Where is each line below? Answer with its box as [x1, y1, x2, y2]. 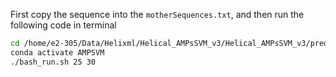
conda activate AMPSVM [10, 47, 105, 58]
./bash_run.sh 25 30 [10, 57, 97, 67]
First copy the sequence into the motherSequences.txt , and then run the [10, 9, 305, 20]
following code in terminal [10, 19, 117, 31]
